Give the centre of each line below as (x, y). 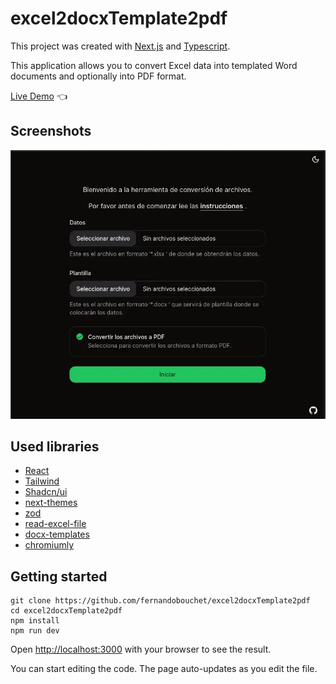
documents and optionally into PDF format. (98, 76)
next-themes (51, 503)
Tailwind (42, 481)
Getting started (59, 576)
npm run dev (35, 631)
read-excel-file (55, 524)
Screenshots (51, 131)
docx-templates (57, 534)
